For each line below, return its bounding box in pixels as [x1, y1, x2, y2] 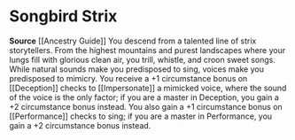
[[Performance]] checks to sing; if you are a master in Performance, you [9, 111, 273, 121]
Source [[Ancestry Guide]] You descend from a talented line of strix [9, 35, 257, 46]
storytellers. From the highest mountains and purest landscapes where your [9, 44, 286, 55]
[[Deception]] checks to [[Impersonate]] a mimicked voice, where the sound [9, 82, 287, 93]
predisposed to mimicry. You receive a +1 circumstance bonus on [9, 73, 248, 83]
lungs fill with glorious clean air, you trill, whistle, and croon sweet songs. [9, 54, 276, 65]
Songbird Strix [9, 6, 118, 27]
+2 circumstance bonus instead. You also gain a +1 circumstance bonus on [9, 101, 283, 112]
